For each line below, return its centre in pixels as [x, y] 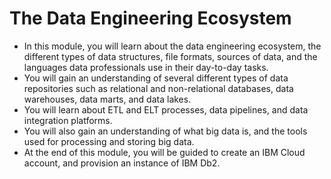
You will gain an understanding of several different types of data [156, 78]
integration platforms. [68, 120]
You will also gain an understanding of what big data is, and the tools [165, 131]
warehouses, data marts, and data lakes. [107, 99]
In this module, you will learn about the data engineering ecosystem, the [172, 46]
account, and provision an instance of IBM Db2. [122, 163]
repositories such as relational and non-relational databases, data [158, 88]
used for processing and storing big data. [109, 141]
